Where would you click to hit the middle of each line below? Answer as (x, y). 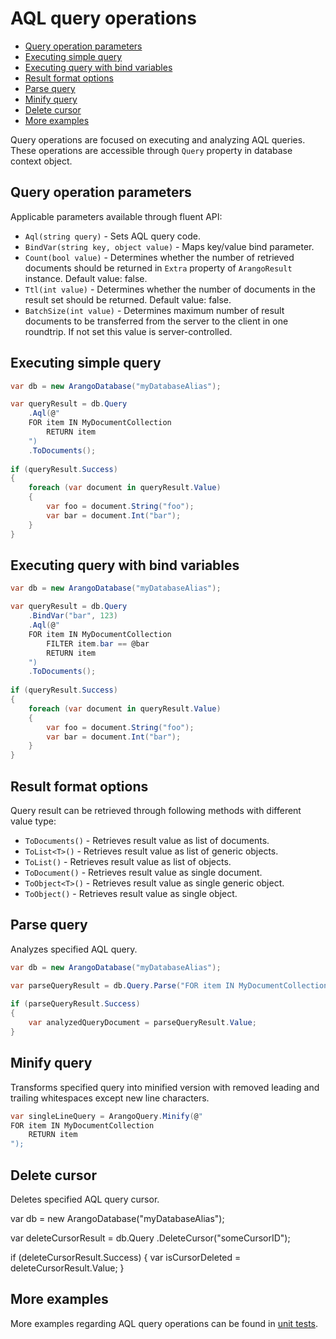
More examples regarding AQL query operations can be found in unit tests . (164, 1323)
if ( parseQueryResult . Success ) (75, 1004)
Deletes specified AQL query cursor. (85, 1199)
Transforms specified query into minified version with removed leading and (165, 1087)
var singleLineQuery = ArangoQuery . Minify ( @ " (106, 1116)
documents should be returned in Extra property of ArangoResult (158, 268)
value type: (33, 821)
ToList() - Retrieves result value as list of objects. (128, 861)
